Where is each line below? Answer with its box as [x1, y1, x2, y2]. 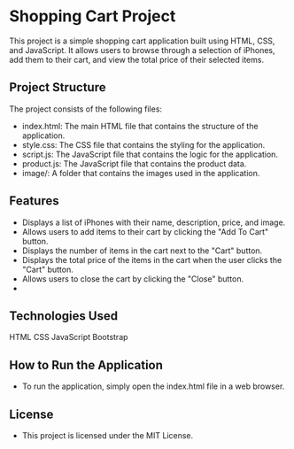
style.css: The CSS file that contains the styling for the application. [21, 139, 266, 150]
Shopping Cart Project [9, 6, 176, 27]
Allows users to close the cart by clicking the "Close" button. [21, 273, 244, 284]
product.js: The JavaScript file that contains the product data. [21, 158, 247, 169]
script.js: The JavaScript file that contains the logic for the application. [21, 149, 279, 159]
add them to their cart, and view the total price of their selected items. [9, 54, 264, 65]
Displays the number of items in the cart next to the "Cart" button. [21, 245, 263, 256]
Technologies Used [9, 308, 118, 323]
